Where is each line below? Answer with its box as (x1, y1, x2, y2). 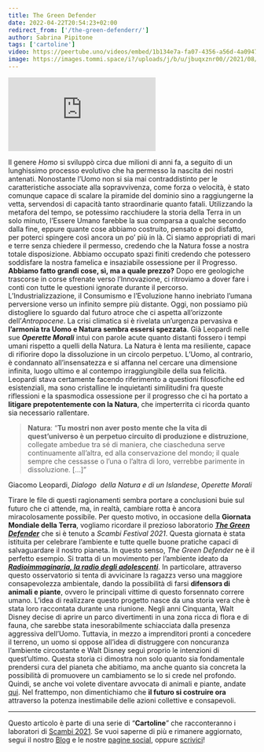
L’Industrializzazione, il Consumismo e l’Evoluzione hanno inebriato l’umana (8, 291, 253, 300)
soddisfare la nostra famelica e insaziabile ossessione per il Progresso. (8, 257, 238, 267)
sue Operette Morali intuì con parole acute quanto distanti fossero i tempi (8, 332, 247, 342)
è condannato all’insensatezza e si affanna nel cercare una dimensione (8, 358, 238, 367)
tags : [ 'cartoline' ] (8, 41, 76, 49)
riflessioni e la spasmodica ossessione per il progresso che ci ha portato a (8, 391, 249, 401)
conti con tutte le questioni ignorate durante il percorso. (8, 282, 189, 292)
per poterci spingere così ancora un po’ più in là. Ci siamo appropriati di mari (8, 233, 255, 242)
